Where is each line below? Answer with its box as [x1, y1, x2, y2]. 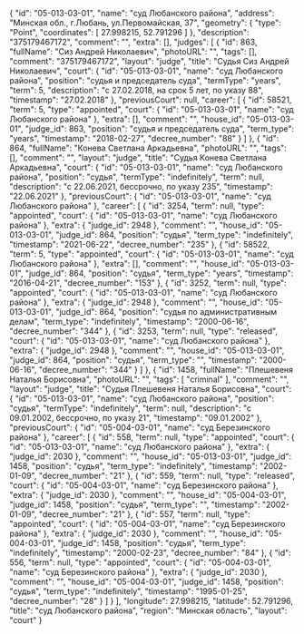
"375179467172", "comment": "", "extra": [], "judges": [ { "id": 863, [9, 36, 258, 47]
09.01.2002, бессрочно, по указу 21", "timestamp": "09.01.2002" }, [9, 413, 263, 423]
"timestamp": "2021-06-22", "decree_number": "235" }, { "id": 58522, [9, 239, 270, 249]
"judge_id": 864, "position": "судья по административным [55, 307, 278, 317]
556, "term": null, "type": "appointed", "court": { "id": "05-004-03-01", [9, 557, 272, 568]
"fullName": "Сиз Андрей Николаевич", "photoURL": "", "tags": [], [9, 46, 258, 57]
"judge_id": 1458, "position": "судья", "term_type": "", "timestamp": [9, 499, 260, 510]
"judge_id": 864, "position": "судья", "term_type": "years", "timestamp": [25, 268, 294, 278]
